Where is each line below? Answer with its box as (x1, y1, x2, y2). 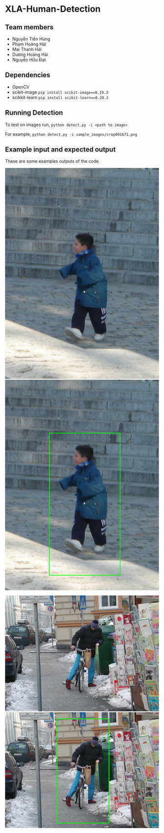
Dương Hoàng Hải (12, 51, 48, 57)
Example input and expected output (5, 146, 116, 154)
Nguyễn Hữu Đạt (12, 57, 46, 62)
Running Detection (5, 109, 63, 117)
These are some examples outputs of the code (5, 158, 99, 164)
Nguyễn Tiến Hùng (12, 36, 50, 42)
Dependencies (5, 71, 50, 79)
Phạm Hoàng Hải (12, 41, 46, 47)
